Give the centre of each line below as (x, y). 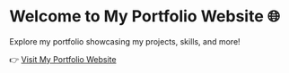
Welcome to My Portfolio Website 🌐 (145, 16)
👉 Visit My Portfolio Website (63, 59)
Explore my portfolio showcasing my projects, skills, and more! (125, 41)
